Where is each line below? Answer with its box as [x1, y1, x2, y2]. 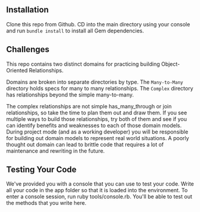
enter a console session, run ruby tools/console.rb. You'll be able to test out [6, 193, 193, 200]
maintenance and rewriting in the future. [6, 147, 105, 155]
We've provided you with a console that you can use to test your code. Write [6, 180, 194, 187]
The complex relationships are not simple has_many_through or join [6, 102, 172, 110]
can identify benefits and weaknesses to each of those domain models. [6, 122, 182, 129]
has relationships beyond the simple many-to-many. [6, 91, 134, 98]
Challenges [6, 44, 50, 54]
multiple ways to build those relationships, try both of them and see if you [6, 115, 187, 122]
